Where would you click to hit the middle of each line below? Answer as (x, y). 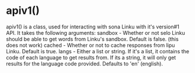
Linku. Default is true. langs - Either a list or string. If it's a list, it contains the (98, 51)
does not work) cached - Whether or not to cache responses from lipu (90, 45)
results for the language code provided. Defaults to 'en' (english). (85, 63)
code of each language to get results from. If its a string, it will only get (91, 57)
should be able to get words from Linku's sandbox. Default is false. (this (93, 39)
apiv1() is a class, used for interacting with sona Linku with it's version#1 (93, 27)
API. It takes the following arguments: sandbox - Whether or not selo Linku (95, 32)
